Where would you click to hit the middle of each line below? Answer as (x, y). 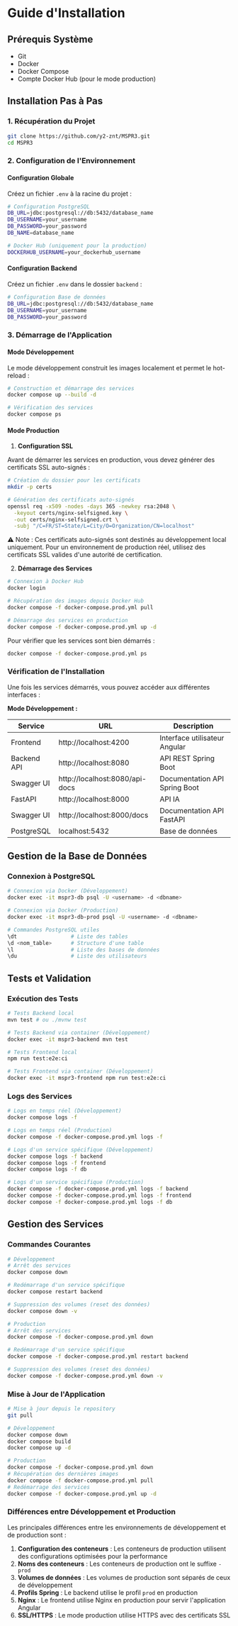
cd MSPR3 (20, 143)
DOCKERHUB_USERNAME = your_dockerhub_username (74, 252)
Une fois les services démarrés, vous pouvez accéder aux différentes (109, 687)
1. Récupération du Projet (51, 121)
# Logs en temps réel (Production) (60, 1130)
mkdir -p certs (30, 487)
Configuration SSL (45, 446)
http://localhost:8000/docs (103, 815)
